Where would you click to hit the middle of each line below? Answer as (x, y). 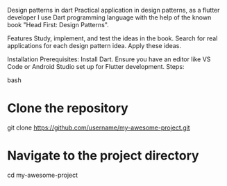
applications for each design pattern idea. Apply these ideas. (94, 46)
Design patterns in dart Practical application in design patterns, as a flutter (113, 10)
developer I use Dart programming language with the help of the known (109, 17)
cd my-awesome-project (43, 175)
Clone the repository (68, 108)
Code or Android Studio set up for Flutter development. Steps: (96, 67)
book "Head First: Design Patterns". (58, 25)
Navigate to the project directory (103, 156)
